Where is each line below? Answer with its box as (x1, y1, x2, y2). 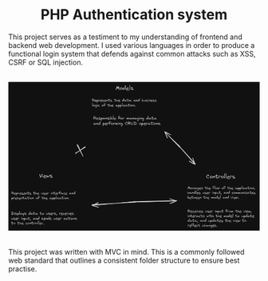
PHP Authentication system (40, 6, 228, 24)
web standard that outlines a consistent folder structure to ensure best (8, 255, 240, 265)
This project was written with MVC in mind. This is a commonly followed (8, 247, 245, 256)
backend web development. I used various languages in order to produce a (8, 40, 255, 49)
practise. (8, 263, 37, 273)
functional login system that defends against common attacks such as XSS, (8, 49, 256, 58)
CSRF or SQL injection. (8, 57, 84, 67)
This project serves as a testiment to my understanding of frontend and (8, 32, 243, 42)
